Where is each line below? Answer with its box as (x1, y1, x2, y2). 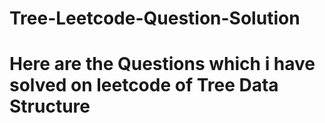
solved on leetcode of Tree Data (9, 74, 279, 97)
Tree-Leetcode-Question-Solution (9, 7, 301, 30)
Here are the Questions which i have (9, 53, 316, 76)
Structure (9, 95, 91, 118)
